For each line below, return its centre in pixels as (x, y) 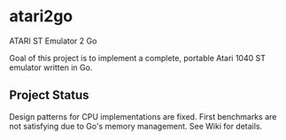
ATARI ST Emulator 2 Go (53, 41)
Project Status (50, 95)
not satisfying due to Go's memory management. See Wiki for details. (136, 126)
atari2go (41, 16)
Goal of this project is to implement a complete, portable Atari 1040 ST (137, 58)
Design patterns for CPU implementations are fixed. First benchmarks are (143, 116)
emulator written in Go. (51, 67)
